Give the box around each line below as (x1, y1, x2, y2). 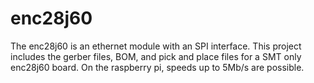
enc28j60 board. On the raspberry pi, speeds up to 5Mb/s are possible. (10, 61, 305, 73)
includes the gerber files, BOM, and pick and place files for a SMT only (10, 50, 302, 62)
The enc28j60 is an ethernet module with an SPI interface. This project (10, 40, 302, 52)
